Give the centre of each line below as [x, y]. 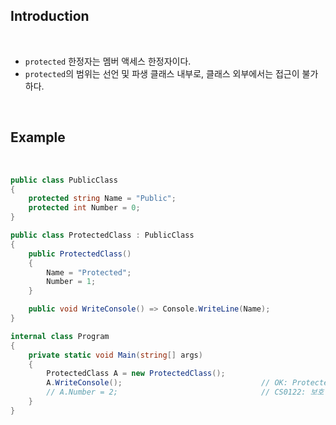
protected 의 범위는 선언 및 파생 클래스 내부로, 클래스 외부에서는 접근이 [162, 73]
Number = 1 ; [71, 282]
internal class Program [60, 336]
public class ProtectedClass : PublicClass [102, 235]
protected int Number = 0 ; [84, 208]
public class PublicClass [64, 180]
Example [38, 137]
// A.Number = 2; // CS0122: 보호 [185, 392]
